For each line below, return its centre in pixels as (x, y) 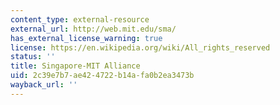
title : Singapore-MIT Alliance (75, 66)
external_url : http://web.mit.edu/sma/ (93, 29)
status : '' (33, 57)
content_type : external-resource (80, 19)
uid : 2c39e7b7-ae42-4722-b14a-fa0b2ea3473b (102, 76)
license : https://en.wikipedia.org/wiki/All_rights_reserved (140, 47)
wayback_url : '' (44, 85)
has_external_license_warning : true (86, 38)
